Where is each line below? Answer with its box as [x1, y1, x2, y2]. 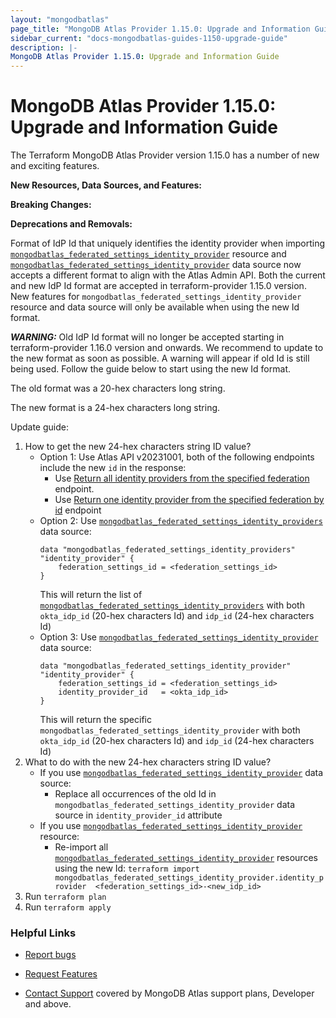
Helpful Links [10, 926, 77, 940]
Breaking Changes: [10, 199, 92, 211]
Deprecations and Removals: [10, 218, 133, 230]
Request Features [24, 968, 98, 980]
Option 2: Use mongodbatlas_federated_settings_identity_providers [39, 515, 323, 527]
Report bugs [24, 949, 77, 961]
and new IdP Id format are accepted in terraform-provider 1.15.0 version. [10, 280, 307, 292]
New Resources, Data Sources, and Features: [10, 179, 203, 191]
